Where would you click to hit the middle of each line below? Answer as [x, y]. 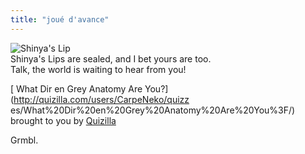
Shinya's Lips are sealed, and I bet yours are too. [111, 58]
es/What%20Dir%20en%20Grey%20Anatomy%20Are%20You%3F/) [153, 110]
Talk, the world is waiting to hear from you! [98, 69]
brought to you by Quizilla [63, 120]
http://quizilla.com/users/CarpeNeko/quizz [101, 99]
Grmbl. [24, 140]
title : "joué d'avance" [60, 19]
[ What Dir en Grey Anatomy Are [76, 88]
